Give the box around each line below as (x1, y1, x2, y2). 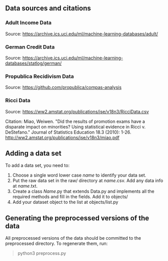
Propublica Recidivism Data (5, 73, 74, 80)
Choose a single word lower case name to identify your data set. (12, 172, 147, 179)
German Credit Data (5, 43, 55, 50)
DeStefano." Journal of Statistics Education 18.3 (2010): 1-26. (5, 129, 132, 135)
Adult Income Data (5, 19, 52, 26)
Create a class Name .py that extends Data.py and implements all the (12, 188, 155, 194)
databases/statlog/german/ (5, 60, 62, 66)
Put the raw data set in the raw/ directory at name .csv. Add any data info (12, 178, 163, 184)
